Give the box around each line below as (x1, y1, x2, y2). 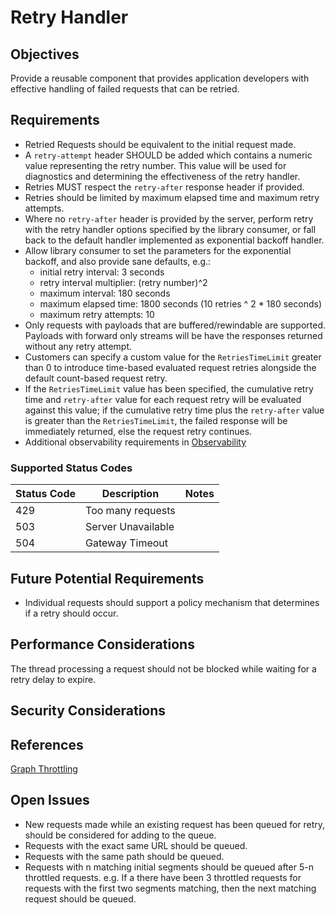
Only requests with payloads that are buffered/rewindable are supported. (24, 319, 326, 331)
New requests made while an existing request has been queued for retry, (24, 818, 326, 830)
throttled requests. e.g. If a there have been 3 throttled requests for (24, 871, 302, 883)
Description (101, 487, 160, 501)
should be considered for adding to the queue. (24, 829, 217, 841)
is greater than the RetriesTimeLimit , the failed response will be (24, 414, 288, 426)
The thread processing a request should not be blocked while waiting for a (10, 662, 317, 675)
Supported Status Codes (10, 461, 133, 475)
